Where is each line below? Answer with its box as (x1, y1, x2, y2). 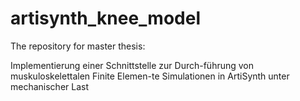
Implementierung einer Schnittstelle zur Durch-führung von (10, 59, 255, 71)
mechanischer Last (10, 80, 90, 92)
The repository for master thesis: (10, 40, 146, 52)
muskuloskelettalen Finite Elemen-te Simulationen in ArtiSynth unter (10, 70, 290, 82)
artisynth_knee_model (10, 7, 201, 30)
